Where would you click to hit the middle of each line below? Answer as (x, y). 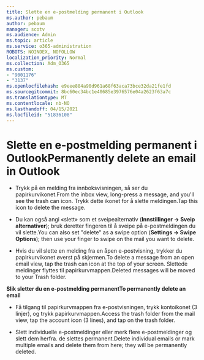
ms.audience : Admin (31, 35)
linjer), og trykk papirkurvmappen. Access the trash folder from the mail (105, 314)
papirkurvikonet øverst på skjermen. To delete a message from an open (105, 258)
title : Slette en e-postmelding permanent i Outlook (75, 12)
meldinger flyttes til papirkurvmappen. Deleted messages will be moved (105, 270)
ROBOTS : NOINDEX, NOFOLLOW (41, 52)
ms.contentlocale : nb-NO (38, 103)
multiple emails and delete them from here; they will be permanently (101, 345)
